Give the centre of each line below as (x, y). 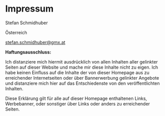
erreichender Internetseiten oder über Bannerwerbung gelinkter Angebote (82, 78)
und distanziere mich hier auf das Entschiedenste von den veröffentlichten (82, 83)
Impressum (30, 9)
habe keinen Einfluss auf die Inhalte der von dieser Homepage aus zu (77, 72)
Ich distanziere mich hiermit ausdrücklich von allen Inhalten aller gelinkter (81, 62)
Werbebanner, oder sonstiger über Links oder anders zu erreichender (78, 103)
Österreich (16, 32)
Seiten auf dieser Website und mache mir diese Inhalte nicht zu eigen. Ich (81, 67)
